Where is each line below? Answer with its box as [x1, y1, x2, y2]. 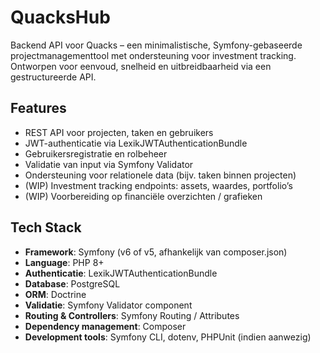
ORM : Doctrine [24, 288, 87, 300]
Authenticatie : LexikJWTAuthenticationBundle [24, 267, 218, 279]
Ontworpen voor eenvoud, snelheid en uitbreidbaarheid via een [10, 60, 272, 72]
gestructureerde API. [10, 71, 97, 83]
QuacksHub [10, 6, 111, 29]
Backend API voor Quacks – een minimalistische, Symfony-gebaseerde [10, 39, 303, 51]
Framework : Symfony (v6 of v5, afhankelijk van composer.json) [24, 246, 288, 258]
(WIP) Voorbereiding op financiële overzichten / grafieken [24, 190, 263, 202]
